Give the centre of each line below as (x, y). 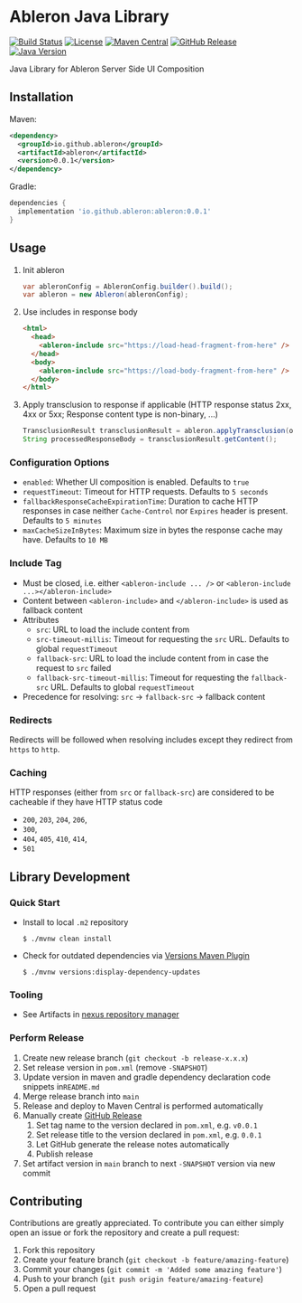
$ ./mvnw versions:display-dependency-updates (111, 972)
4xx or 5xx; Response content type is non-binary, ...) (120, 414)
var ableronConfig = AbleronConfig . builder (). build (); (128, 287)
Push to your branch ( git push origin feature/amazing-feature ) (143, 1279)
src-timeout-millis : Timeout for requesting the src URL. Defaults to (163, 638)
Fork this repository (59, 1251)
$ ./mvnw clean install (67, 939)
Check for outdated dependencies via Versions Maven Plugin (136, 955)
